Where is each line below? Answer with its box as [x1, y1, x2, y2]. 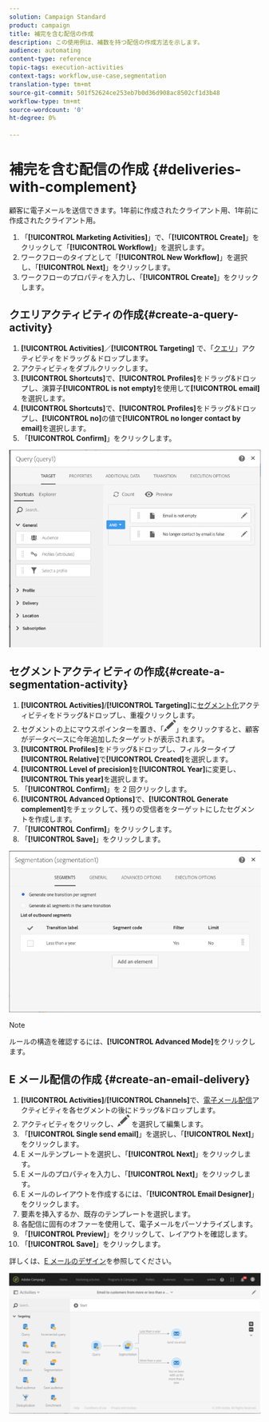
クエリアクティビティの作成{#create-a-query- [9, 308, 239, 322]
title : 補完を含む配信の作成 [9, 30, 94, 38]
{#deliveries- [152, 161, 242, 179]
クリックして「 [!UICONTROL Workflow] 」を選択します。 [20, 242, 209, 252]
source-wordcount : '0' [9, 106, 85, 114]
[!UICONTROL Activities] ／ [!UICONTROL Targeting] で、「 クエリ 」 [20, 343, 242, 353]
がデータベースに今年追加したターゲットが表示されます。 [20, 734, 209, 744]
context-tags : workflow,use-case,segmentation [9, 72, 167, 80]
